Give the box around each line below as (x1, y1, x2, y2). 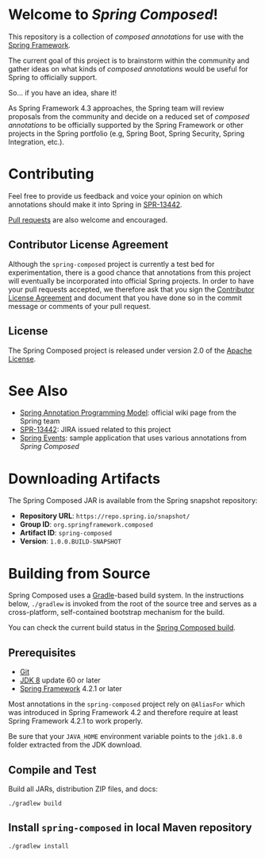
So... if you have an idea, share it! (8, 87, 117, 97)
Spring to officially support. (8, 72, 98, 82)
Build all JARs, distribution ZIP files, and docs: (8, 784, 159, 794)
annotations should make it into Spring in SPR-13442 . (8, 199, 182, 209)
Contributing (8, 165, 94, 184)
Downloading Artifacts (8, 470, 161, 488)
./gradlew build (8, 799, 62, 807)
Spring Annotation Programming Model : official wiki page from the (19, 408, 236, 418)
